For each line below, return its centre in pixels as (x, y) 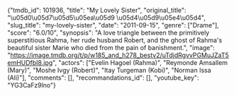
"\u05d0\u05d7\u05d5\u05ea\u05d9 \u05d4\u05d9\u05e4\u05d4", (106, 18)
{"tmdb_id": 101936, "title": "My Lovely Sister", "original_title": (97, 10)
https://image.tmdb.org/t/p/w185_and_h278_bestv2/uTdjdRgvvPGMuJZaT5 (119, 55)
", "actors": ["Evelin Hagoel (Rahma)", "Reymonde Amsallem (140, 62)
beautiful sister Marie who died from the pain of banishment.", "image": (111, 48)
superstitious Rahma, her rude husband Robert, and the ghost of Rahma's (115, 40)
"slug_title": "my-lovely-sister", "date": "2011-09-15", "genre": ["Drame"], (113, 25)
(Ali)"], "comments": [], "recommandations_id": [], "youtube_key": (103, 78)
